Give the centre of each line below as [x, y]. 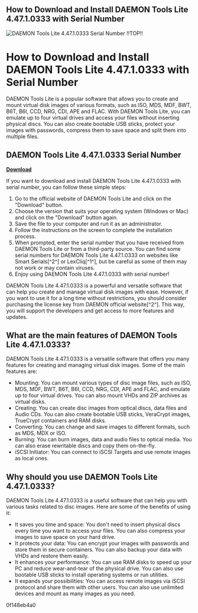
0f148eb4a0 [21, 605]
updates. [17, 317]
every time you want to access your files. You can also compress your [100, 531]
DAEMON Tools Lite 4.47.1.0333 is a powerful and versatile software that [94, 285]
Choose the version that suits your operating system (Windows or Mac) [102, 211]
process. [25, 236]
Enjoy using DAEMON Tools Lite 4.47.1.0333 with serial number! [92, 274]
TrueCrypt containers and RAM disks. [60, 421]
